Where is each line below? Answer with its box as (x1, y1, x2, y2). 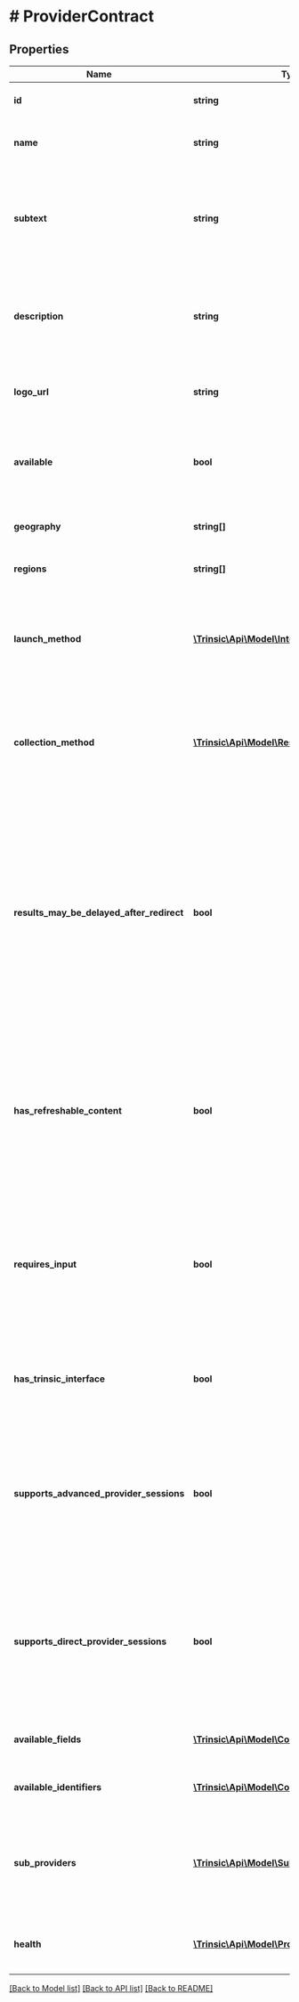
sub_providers (13, 1857, 77, 1868)
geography (13, 521, 61, 532)
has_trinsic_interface (13, 1373, 105, 1385)
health (13, 1938, 42, 1950)
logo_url (13, 385, 49, 398)
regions (13, 563, 47, 575)
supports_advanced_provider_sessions (13, 1487, 185, 1499)
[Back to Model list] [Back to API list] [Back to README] (9, 1983, 214, 1993)
